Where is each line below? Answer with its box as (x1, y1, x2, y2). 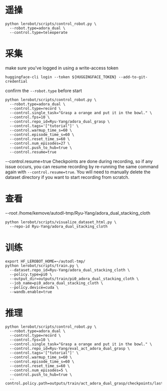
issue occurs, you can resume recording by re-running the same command (5, 163, 159, 169)
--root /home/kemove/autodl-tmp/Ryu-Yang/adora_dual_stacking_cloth (5, 210, 151, 216)
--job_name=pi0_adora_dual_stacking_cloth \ (9, 280, 103, 285)
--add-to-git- (118, 74, 148, 80)
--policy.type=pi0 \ (9, 272, 52, 277)
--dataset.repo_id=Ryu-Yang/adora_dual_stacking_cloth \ (9, 267, 130, 272)
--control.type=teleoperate (9, 30, 68, 35)
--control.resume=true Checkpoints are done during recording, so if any (5, 158, 153, 164)
